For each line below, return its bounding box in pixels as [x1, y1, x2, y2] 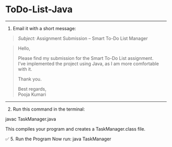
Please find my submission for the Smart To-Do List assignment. [17, 55, 154, 61]
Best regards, [17, 86, 47, 92]
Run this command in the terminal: [12, 106, 85, 112]
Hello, [17, 45, 31, 51]
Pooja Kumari [17, 91, 46, 97]
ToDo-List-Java [5, 4, 73, 15]
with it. [17, 66, 32, 72]
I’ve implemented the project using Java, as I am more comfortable [17, 60, 159, 67]
